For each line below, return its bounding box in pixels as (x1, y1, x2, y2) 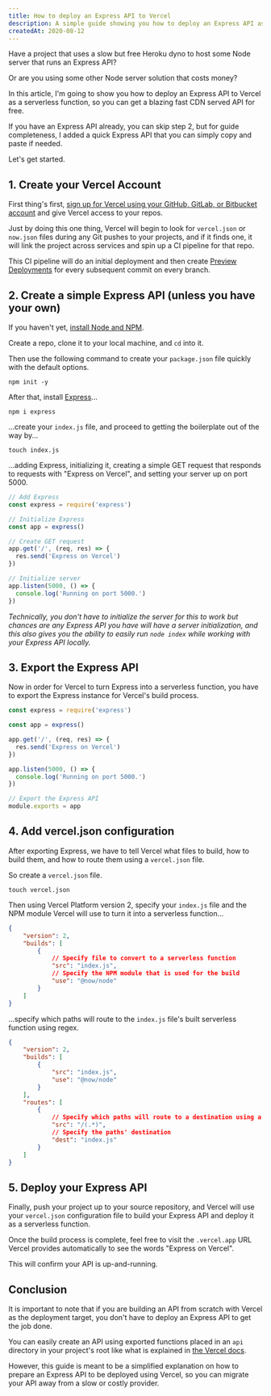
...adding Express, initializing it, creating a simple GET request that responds (8, 460, 262, 469)
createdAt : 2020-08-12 (8, 27, 85, 35)
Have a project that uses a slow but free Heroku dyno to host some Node (8, 49, 252, 59)
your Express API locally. (8, 637, 91, 647)
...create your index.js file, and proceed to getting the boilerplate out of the (8, 422, 260, 431)
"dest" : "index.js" (51, 1136, 117, 1144)
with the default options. (8, 363, 90, 372)
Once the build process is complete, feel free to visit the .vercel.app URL (8, 1235, 252, 1245)
